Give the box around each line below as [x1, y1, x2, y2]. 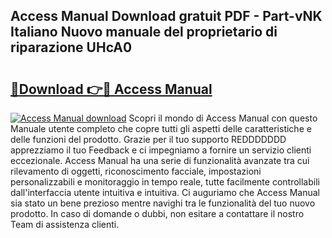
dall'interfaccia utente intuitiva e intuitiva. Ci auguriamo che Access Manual [10, 187, 321, 198]
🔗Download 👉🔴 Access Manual [10, 80, 213, 98]
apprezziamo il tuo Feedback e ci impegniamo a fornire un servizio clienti [10, 144, 312, 156]
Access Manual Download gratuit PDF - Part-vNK [10, 8, 323, 25]
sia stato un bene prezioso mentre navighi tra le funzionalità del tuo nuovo [10, 197, 316, 209]
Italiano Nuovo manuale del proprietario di [10, 24, 278, 41]
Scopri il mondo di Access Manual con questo [128, 112, 318, 124]
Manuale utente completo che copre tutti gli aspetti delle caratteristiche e [10, 123, 312, 134]
